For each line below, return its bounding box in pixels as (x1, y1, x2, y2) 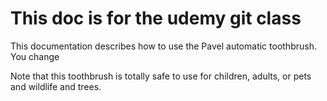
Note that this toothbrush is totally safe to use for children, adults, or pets (10, 70, 312, 82)
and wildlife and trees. (10, 80, 102, 92)
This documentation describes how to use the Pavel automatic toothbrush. (10, 40, 317, 52)
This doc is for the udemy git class (10, 7, 302, 30)
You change (10, 50, 60, 62)
